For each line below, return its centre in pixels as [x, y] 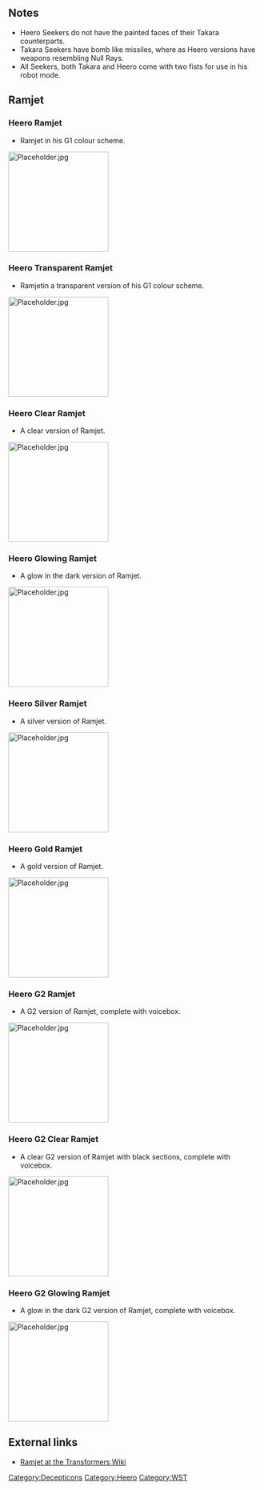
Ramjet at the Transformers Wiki [73, 1462]
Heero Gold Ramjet [46, 849]
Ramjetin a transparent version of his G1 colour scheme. [112, 285]
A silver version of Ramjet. [63, 721]
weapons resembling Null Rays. [72, 58]
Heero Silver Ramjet [48, 703]
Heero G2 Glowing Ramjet [59, 1293]
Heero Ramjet [35, 123]
